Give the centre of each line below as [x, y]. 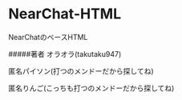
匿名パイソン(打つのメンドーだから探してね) [81, 71]
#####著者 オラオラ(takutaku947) [65, 54]
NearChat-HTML [65, 14]
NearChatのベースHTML [48, 37]
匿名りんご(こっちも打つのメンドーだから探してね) [91, 88]
